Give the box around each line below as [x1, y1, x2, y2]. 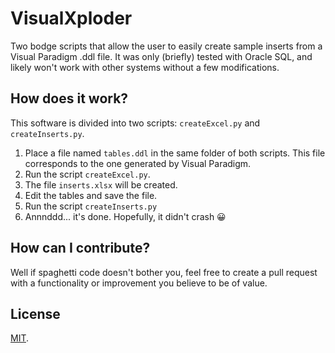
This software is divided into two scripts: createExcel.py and [10, 117, 261, 129]
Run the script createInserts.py [24, 200, 158, 212]
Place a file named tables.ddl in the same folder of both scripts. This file [24, 147, 326, 159]
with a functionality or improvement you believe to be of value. [10, 277, 268, 289]
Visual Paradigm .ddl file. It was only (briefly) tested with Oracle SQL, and [10, 50, 313, 62]
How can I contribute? [10, 240, 151, 257]
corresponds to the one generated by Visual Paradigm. [24, 157, 252, 169]
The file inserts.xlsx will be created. [24, 178, 178, 191]
